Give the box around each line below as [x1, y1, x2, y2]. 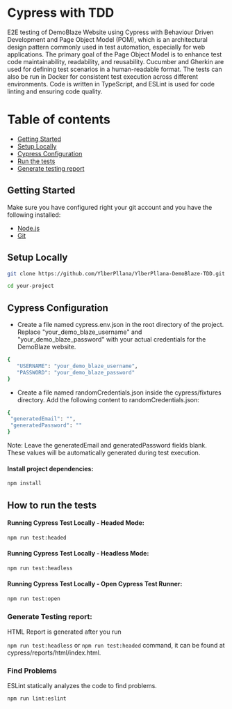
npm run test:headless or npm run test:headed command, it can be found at [7, 641, 225, 650]
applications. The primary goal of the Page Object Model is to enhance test [7, 50, 222, 59]
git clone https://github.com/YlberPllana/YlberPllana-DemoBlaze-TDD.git [7, 270, 226, 277]
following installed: [7, 211, 61, 219]
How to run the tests [7, 499, 97, 511]
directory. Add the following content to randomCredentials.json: [17, 395, 199, 404]
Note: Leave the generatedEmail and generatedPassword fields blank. [7, 441, 207, 450]
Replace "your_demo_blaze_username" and [17, 328, 142, 336]
